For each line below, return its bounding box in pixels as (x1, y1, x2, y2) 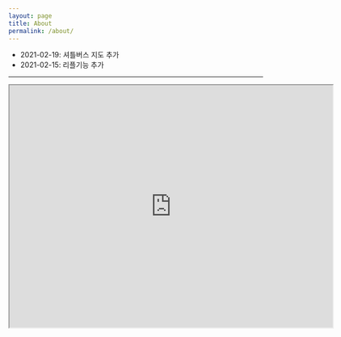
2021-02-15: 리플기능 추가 (19, 60, 104, 70)
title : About (8, 19, 53, 27)
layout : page (8, 11, 53, 20)
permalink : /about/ (8, 27, 74, 35)
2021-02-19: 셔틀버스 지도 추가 (19, 50, 120, 60)
